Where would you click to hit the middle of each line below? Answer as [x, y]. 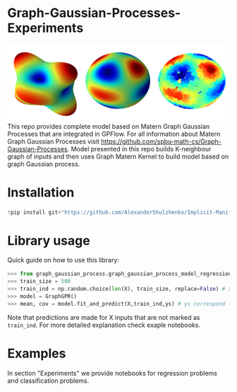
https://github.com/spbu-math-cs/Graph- [161, 141]
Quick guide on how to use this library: [63, 260]
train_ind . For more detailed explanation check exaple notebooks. [104, 325]
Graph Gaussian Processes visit [54, 141]
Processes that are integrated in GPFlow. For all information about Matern [114, 134]
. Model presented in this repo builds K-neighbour [139, 149]
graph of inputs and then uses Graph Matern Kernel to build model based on [118, 156]
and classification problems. [48, 381]
